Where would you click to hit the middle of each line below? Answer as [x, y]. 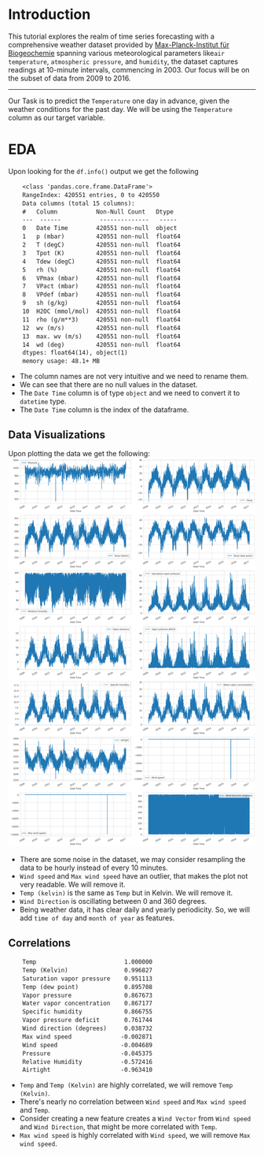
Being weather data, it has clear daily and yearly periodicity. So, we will [134, 910]
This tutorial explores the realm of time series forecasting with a [111, 36]
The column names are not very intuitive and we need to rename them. [134, 377]
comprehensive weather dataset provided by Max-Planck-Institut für [119, 44]
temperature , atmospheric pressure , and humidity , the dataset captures [123, 61]
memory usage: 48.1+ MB [61, 361]
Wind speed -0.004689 [88, 1045]
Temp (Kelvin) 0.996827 [88, 970]
